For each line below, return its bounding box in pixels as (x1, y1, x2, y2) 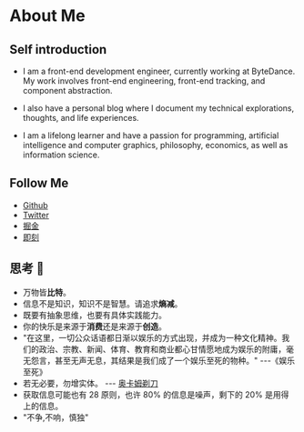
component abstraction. (22, 85, 113, 95)
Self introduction (9, 42, 107, 57)
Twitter (22, 209, 50, 220)
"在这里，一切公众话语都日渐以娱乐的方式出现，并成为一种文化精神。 (22, 332, 282, 343)
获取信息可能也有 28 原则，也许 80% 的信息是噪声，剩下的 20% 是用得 (22, 388, 289, 400)
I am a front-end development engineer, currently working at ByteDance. (22, 65, 296, 76)
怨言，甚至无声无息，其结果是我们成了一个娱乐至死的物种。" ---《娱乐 (30, 355, 296, 366)
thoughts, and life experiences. (22, 113, 139, 123)
